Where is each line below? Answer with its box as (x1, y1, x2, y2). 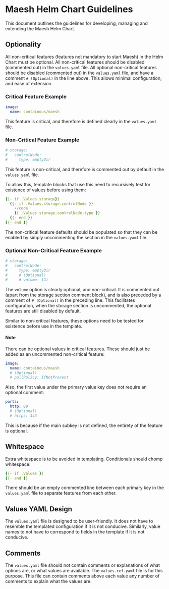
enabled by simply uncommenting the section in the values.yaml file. (5, 234, 148, 240)
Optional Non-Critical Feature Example (5, 247, 102, 254)
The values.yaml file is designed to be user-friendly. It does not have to (5, 518, 153, 524)
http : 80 (10, 404, 28, 409)
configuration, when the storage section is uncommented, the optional (5, 302, 151, 308)
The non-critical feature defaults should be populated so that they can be (5, 229, 158, 235)
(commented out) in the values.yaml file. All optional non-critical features (5, 64, 157, 70)
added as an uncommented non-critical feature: (5, 351, 105, 357)
